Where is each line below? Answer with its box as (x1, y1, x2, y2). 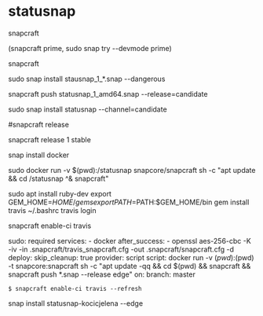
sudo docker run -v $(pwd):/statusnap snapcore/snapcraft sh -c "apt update (8, 165, 256, 175)
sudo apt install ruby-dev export (8, 189, 112, 198)
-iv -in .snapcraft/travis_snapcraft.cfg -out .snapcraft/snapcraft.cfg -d (8, 244, 234, 254)
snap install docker (8, 150, 70, 160)
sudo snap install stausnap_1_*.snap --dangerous (8, 74, 166, 83)
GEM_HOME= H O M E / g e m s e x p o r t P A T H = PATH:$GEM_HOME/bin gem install (8, 197, 250, 207)
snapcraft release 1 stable (8, 134, 92, 144)
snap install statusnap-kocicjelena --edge (8, 298, 144, 308)
